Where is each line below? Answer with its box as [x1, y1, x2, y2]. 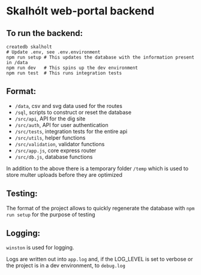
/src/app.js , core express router [14, 147, 97, 154]
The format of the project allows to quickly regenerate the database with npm [6, 204, 195, 211]
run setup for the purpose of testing [6, 211, 95, 218]
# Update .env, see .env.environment [6, 49, 101, 55]
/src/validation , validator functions [14, 140, 105, 147]
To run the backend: [6, 28, 83, 38]
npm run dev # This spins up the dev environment [6, 65, 138, 71]
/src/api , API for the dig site [14, 115, 86, 122]
